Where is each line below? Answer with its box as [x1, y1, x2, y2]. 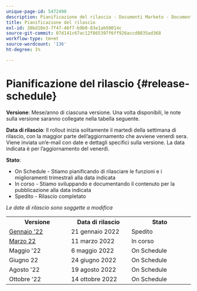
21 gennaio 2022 [71, 227, 120, 235]
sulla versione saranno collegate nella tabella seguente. [6, 115, 140, 122]
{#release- [136, 77, 190, 90]
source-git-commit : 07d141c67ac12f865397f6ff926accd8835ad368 [6, 30, 161, 36]
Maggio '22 [9, 247, 41, 255]
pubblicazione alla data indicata [14, 186, 91, 193]
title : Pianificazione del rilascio [6, 19, 96, 25]
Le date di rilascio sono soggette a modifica [6, 204, 113, 211]
